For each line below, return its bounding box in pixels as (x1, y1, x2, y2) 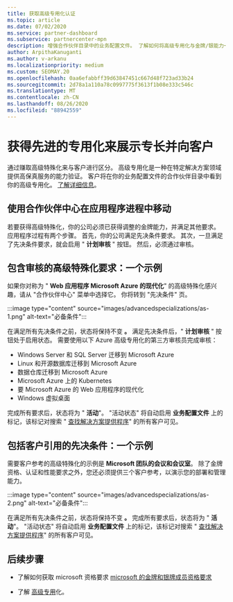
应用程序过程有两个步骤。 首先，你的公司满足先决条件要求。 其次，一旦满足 (7, 231, 223, 239)
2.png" (7, 499, 27, 507)
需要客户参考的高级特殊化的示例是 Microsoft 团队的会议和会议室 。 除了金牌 (7, 459, 223, 468)
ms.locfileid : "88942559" (7, 107, 82, 114)
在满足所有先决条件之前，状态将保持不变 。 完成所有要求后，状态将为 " (7, 514, 210, 522)
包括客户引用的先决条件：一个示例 (7, 440, 153, 452)
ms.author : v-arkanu (7, 55, 67, 62)
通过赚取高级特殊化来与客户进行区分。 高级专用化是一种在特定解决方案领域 (7, 163, 222, 171)
